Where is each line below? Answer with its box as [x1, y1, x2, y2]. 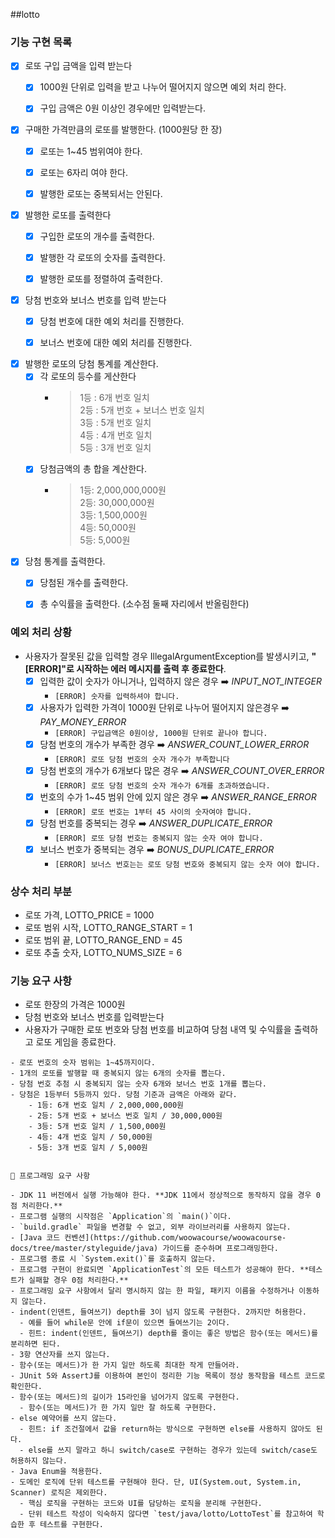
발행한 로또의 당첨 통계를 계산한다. [24, 358, 159, 370]
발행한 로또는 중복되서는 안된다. [39, 187, 163, 199]
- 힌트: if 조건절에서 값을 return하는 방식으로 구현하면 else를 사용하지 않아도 [19, 1424, 312, 1434]
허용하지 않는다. [10, 1456, 68, 1466]
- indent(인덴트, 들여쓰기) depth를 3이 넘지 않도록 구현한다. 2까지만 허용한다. [10, 1307, 307, 1318]
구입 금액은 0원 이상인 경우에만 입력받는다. [39, 102, 206, 114]
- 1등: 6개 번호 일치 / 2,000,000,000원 [28, 1100, 185, 1111]
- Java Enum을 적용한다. [10, 1467, 103, 1477]
